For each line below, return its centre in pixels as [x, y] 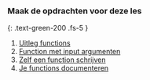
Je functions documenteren [64, 68]
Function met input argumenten [70, 52]
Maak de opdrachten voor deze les [75, 11]
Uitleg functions [45, 43]
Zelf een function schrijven [62, 60]
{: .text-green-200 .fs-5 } [48, 28]
